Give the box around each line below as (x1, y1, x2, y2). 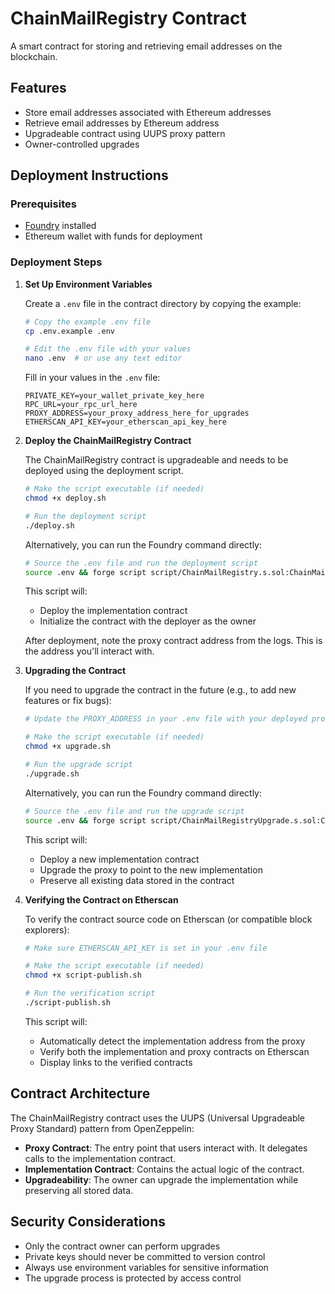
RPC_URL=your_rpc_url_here (24, 400, 138, 410)
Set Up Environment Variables (24, 278, 153, 290)
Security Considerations (10, 1213, 167, 1231)
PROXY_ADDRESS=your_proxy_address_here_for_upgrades (24, 408, 250, 419)
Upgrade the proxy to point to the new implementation (39, 863, 263, 876)
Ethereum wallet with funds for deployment (24, 230, 203, 242)
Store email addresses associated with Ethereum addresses (24, 106, 272, 118)
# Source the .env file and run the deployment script (24, 558, 259, 568)
